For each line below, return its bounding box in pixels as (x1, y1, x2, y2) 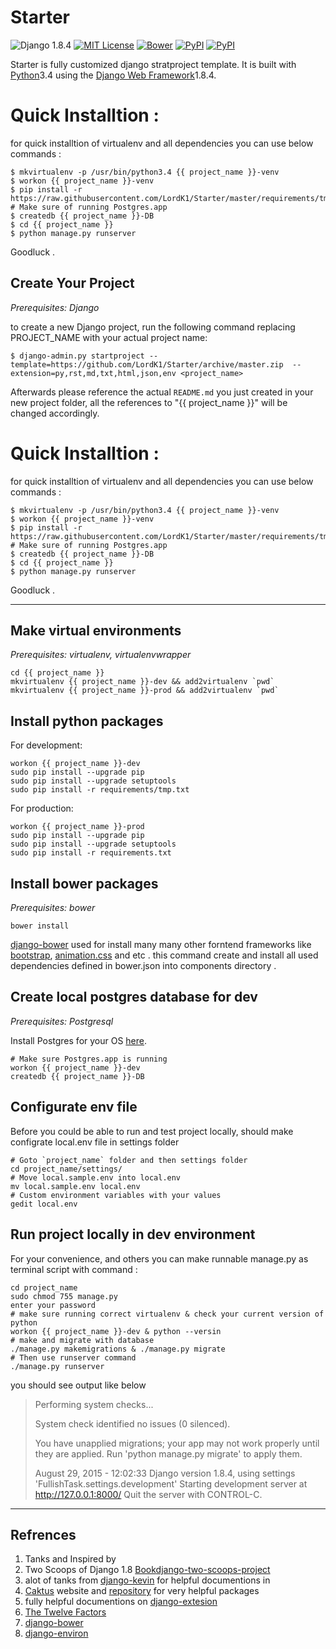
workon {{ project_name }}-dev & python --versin (10, 1326, 222, 1336)
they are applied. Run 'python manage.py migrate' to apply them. (34, 1447, 303, 1460)
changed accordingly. (10, 407, 100, 419)
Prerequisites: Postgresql (10, 1015, 114, 1027)
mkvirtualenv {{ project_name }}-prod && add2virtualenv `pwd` (10, 686, 280, 696)
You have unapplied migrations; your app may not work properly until (34, 1437, 320, 1449)
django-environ (24, 1627, 89, 1640)
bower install (10, 921, 70, 931)
